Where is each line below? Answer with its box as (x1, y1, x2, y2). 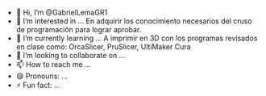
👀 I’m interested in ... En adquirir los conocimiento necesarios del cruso (15, 16, 252, 26)
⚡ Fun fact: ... (15, 81, 60, 90)
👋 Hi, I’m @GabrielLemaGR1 (15, 8, 108, 17)
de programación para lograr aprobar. (15, 25, 142, 34)
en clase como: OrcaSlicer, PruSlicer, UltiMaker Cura (15, 42, 191, 52)
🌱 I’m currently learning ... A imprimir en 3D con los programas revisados (15, 33, 258, 43)
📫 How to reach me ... (15, 60, 91, 69)
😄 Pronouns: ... (15, 71, 69, 81)
